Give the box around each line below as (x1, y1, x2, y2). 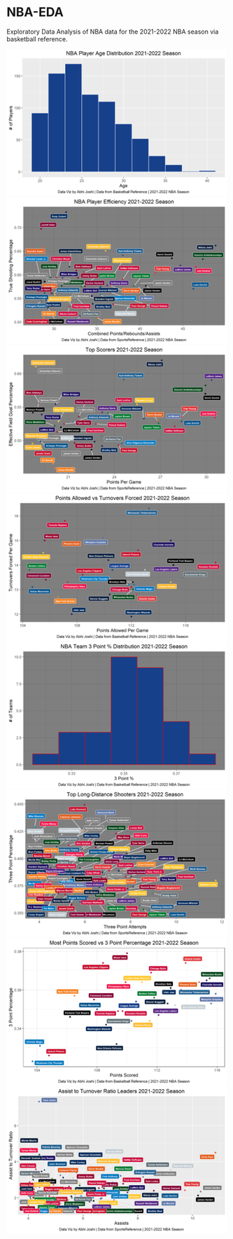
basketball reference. (6, 34, 68, 43)
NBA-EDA (6, 4, 64, 20)
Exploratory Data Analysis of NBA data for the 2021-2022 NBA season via (6, 27, 219, 36)
